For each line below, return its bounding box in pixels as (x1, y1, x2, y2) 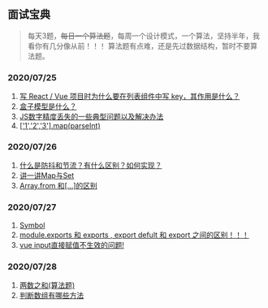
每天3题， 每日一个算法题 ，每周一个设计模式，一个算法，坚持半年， (27, 31, 253, 41)
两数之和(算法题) (19, 280, 76, 290)
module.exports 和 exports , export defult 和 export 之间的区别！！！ (19, 230, 249, 240)
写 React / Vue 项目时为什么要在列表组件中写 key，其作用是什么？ (19, 92, 240, 102)
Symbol (19, 220, 45, 230)
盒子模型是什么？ (19, 102, 77, 111)
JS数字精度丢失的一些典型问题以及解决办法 (19, 112, 164, 122)
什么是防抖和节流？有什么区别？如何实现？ (19, 161, 162, 171)
